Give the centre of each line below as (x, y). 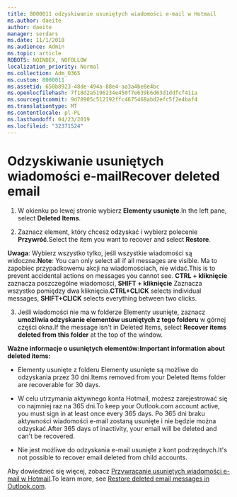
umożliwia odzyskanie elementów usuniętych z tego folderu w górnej (122, 320)
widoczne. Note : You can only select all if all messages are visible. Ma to (112, 261)
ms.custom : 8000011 (36, 80)
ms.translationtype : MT (42, 106)
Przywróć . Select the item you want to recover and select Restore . (114, 240)
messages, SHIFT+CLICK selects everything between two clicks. (102, 298)
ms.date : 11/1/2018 (36, 40)
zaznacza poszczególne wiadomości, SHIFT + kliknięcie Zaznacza (105, 284)
